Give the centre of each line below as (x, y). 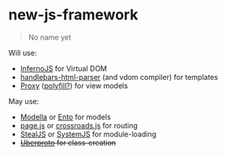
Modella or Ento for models (65, 117)
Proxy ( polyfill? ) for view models (74, 86)
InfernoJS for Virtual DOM (64, 68)
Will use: (23, 52)
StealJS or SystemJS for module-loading (88, 134)
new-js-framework (73, 15)
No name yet (49, 37)
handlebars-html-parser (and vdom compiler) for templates (119, 77)
